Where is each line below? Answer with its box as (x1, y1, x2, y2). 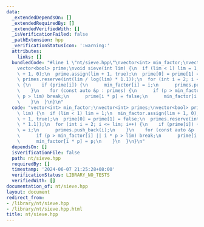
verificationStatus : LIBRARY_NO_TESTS (12, 172, 110, 179)
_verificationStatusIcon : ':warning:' (12, 43, 110, 49)
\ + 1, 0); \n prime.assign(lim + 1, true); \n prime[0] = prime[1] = (17, 71, 200, 77)
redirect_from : (6, 194, 45, 200)
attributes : (12, 48, 42, 54)
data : (6, 8, 20, 15)
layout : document (6, 189, 50, 195)
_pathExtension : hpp (12, 37, 64, 43)
